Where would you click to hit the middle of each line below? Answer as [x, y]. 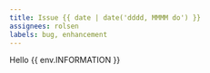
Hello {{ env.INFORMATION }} [65, 60]
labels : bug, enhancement [58, 34]
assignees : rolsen [44, 26]
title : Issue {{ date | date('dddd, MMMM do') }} [105, 18]
